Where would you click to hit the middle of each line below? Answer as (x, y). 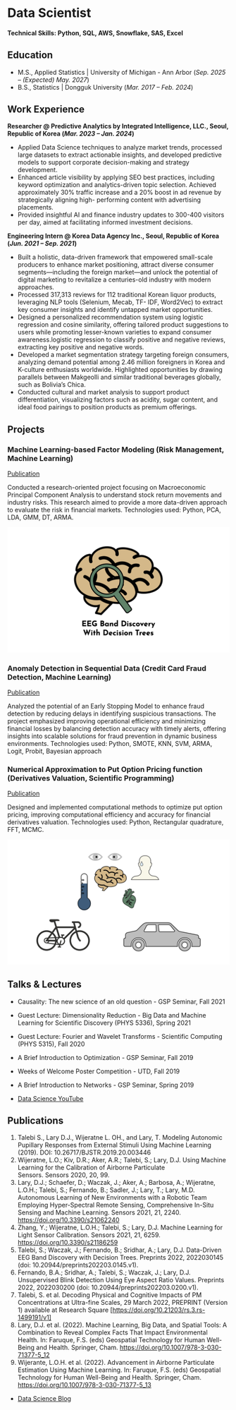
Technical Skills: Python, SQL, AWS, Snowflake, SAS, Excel (95, 32)
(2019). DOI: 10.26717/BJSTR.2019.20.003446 (84, 1152)
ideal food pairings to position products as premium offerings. (107, 407)
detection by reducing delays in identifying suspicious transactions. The (112, 713)
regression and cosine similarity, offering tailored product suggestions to (123, 325)
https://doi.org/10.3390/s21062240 (68, 1220)
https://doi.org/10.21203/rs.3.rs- (159, 1310)
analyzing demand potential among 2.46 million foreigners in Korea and (121, 362)
